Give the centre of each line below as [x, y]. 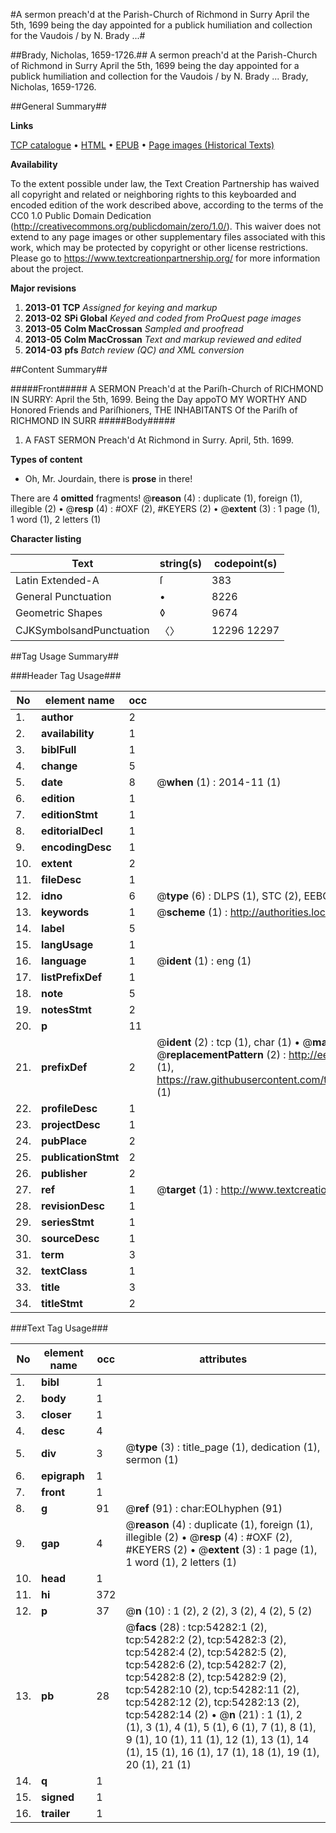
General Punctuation [63, 596]
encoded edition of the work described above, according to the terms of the [167, 205]
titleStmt [62, 1303]
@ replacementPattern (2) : [221, 1054]
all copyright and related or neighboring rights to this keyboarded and [153, 194]
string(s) [181, 563]
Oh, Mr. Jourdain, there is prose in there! [108, 478]
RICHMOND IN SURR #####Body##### [93, 420]
